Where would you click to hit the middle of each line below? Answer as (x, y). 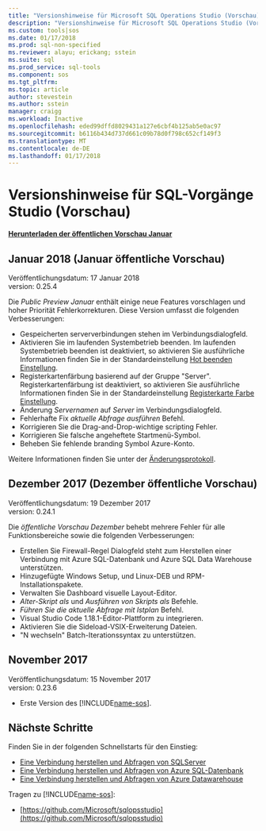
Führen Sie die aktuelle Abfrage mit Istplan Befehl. (102, 610)
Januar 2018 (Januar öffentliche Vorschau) (117, 259)
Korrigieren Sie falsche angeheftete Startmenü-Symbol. (110, 435)
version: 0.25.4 (33, 286)
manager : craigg (35, 112)
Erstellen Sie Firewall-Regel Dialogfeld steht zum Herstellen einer (125, 550)
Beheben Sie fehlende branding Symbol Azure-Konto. (107, 444)
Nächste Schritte (51, 728)
